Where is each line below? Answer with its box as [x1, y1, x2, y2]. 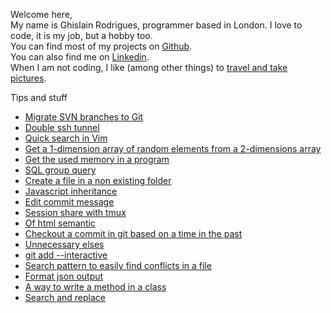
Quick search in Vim [24, 132, 108, 144]
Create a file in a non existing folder [24, 175, 172, 186]
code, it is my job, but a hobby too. [10, 30, 153, 41]
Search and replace [24, 292, 107, 303]
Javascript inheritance [24, 185, 118, 197]
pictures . [10, 72, 47, 84]
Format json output [24, 270, 104, 282]
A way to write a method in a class [24, 281, 167, 293]
